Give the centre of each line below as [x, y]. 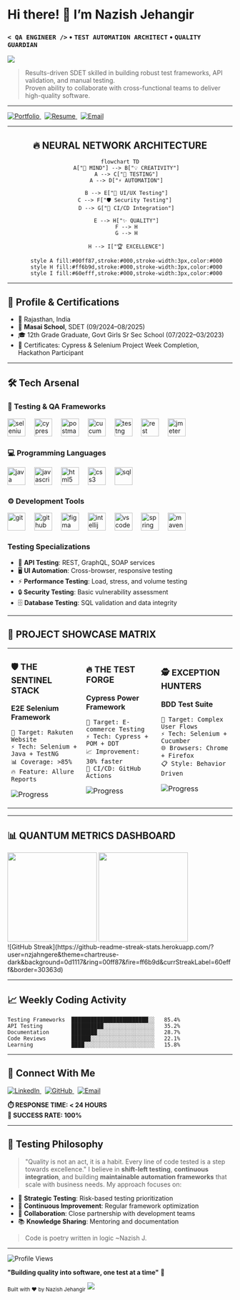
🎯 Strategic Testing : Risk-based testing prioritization [95, 1198]
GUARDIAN [22, 45]
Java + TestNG [35, 754]
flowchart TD [120, 162]
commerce [101, 729]
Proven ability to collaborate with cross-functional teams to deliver [122, 88]
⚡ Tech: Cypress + [117, 736]
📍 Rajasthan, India [44, 319]
